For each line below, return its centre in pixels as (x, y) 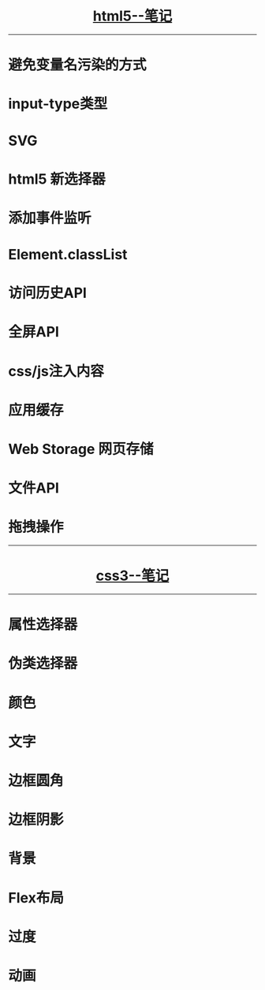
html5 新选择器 (57, 179)
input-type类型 (58, 104)
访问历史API (47, 293)
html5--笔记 (132, 16)
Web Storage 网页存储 (81, 449)
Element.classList (68, 255)
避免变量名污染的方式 (78, 65)
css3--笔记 (132, 576)
